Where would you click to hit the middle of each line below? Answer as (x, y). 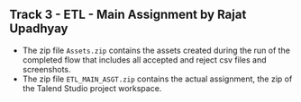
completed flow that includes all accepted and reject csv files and (144, 59)
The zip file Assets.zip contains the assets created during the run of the (156, 50)
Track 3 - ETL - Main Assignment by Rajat (128, 15)
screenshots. (46, 69)
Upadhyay (39, 29)
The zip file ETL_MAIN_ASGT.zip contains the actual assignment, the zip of (157, 79)
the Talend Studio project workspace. (92, 88)
